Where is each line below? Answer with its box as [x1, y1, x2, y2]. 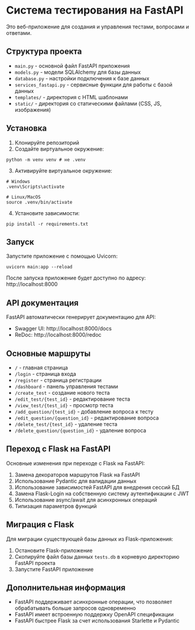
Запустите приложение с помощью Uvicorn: [6, 252, 118, 260]
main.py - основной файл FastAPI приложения [14, 62, 130, 69]
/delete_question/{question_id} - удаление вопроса [14, 427, 147, 434]
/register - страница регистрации [14, 376, 102, 384]
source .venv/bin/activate [6, 199, 73, 205]
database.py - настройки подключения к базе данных [14, 74, 149, 82]
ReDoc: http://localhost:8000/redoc [14, 332, 102, 339]
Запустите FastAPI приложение [14, 566, 94, 573]
